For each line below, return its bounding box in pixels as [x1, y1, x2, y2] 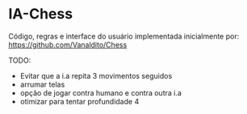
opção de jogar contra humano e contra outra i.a [19, 88, 182, 97]
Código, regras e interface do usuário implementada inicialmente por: [8, 31, 240, 41]
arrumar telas [19, 79, 65, 89]
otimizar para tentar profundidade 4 [19, 96, 140, 106]
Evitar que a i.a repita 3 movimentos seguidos [19, 71, 173, 80]
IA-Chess [8, 5, 73, 23]
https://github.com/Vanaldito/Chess [8, 39, 128, 49]
